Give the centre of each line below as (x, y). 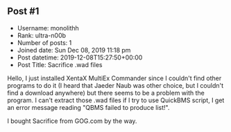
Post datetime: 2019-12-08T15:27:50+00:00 (80, 57)
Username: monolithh (48, 28)
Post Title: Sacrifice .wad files (60, 64)
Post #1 (23, 11)
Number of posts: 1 (44, 43)
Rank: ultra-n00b (42, 35)
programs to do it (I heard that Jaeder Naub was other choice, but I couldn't (115, 85)
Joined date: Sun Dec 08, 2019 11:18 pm (74, 50)
